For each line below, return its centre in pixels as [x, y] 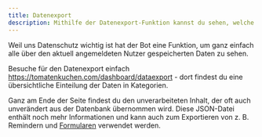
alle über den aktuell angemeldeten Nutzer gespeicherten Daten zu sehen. [128, 53]
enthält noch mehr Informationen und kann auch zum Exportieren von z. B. [129, 117]
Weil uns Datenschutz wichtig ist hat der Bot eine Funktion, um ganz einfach [131, 45]
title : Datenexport [40, 15]
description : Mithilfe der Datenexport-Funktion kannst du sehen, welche [131, 23]
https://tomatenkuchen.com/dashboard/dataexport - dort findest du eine [126, 77]
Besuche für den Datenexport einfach [69, 68]
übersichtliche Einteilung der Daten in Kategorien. [88, 85]
